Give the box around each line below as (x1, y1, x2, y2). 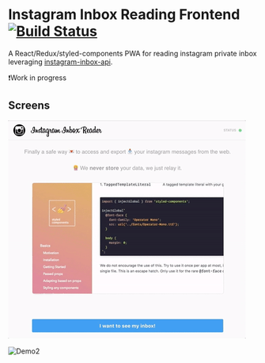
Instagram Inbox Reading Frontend (8, 6, 240, 24)
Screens (8, 99, 50, 113)
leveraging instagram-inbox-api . (8, 57, 113, 67)
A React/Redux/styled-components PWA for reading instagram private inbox (8, 48, 257, 58)
